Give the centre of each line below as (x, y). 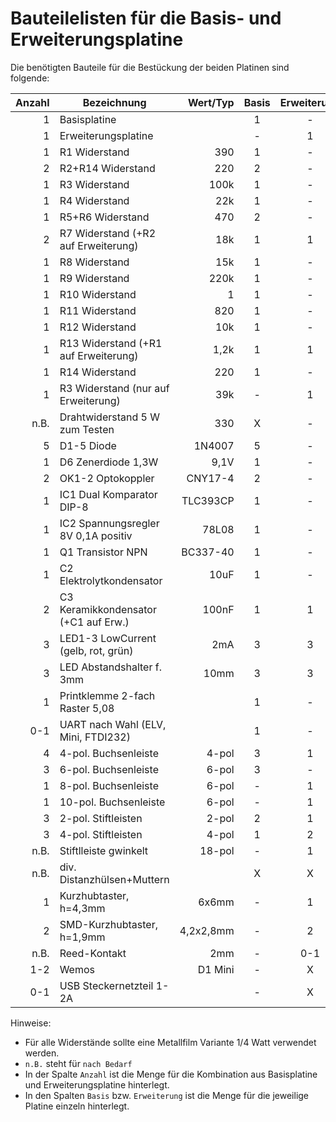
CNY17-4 (210, 478)
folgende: (30, 78)
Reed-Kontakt (93, 953)
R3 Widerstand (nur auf (114, 388)
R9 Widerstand (94, 278)
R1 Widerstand (94, 152)
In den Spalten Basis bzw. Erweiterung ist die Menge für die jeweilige (167, 1095)
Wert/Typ (211, 102)
